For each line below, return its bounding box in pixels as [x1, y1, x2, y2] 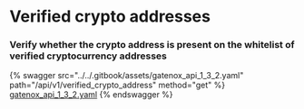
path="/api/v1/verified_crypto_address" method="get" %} [9, 79, 225, 91]
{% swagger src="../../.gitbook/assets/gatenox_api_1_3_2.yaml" [9, 70, 244, 81]
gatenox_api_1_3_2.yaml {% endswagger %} [9, 89, 174, 100]
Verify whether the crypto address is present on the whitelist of [9, 39, 295, 51]
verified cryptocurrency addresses [9, 50, 168, 62]
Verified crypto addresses [9, 6, 211, 27]
